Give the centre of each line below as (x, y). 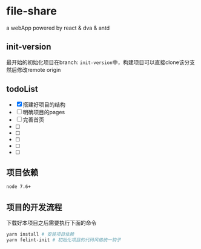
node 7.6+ (19, 187)
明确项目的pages (44, 112)
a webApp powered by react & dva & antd (58, 28)
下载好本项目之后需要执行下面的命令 (51, 223)
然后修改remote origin (34, 70)
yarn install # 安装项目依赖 (40, 234)
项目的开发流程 (34, 207)
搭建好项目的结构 (44, 105)
